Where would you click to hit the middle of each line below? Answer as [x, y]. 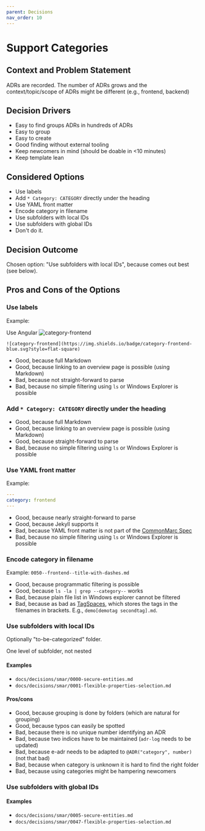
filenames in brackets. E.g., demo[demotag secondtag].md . [86, 610]
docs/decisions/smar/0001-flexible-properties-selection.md [93, 686]
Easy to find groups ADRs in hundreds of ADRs [74, 125]
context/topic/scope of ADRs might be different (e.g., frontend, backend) [98, 92]
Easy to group [33, 132]
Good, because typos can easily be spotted [70, 725]
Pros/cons [20, 699]
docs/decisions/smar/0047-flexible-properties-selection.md [93, 822]
